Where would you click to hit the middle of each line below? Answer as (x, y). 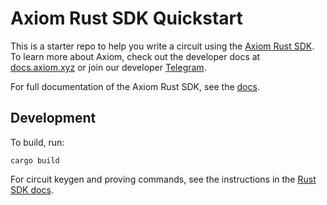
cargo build (35, 160)
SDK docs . (32, 189)
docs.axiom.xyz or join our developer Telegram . (108, 67)
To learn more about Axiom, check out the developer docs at (135, 56)
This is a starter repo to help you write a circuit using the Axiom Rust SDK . (162, 46)
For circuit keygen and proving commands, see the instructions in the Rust (163, 179)
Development (53, 118)
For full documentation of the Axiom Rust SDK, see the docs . (135, 86)
